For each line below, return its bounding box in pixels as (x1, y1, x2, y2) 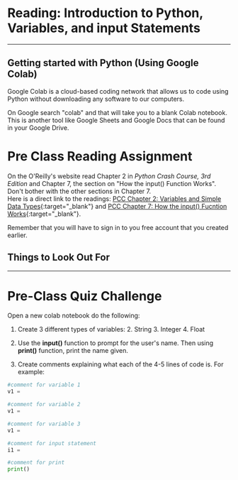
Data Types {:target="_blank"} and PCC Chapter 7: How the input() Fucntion (7, 202, 227, 210)
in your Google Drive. (7, 123, 69, 132)
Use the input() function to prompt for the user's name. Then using (17, 339, 214, 347)
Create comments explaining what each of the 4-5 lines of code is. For (17, 360, 224, 369)
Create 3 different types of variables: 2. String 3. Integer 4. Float (17, 325, 205, 334)
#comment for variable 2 (7, 401, 81, 408)
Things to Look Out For (7, 251, 110, 263)
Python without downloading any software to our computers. (7, 94, 185, 103)
